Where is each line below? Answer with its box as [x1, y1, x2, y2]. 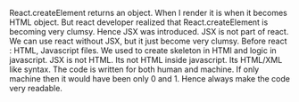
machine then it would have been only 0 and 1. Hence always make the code [9, 74, 290, 83]
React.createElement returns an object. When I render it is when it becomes [9, 8, 287, 18]
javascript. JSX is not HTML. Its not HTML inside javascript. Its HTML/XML [9, 55, 283, 65]
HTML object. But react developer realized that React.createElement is [9, 17, 269, 27]
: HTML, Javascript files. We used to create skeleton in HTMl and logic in [9, 45, 277, 56]
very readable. [9, 83, 62, 93]
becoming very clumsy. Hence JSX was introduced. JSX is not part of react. [9, 27, 289, 36]
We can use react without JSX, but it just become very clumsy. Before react [9, 35, 287, 46]
